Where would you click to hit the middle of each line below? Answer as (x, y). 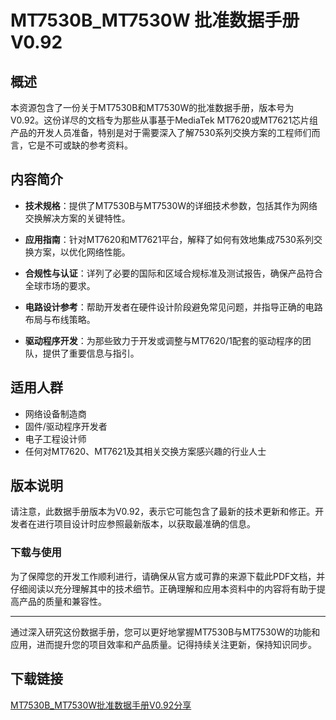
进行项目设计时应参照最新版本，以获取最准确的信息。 (146, 524)
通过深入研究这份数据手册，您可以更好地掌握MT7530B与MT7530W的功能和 (165, 632)
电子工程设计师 (55, 438)
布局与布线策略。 (60, 319)
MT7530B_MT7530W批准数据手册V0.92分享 (101, 705)
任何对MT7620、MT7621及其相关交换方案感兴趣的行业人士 (145, 451)
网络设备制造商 (55, 413)
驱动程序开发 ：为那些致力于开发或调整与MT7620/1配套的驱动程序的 (163, 340)
